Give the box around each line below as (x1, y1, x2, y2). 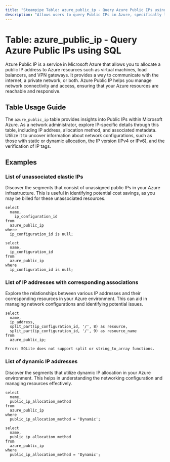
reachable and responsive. (5, 88, 61, 94)
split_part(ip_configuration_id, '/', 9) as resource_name (10, 328, 137, 334)
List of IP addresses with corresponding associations (5, 279, 139, 286)
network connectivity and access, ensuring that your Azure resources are (5, 83, 159, 89)
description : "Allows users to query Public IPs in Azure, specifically (5, 12, 162, 17)
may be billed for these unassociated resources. (5, 195, 106, 201)
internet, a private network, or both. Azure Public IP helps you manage (5, 77, 152, 83)
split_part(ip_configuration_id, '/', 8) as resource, (10, 324, 128, 329)
